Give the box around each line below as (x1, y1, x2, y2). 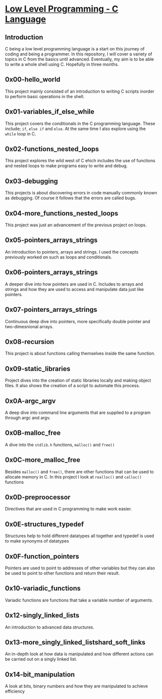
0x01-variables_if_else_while (5, 108, 95, 116)
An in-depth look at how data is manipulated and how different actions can (5, 651, 154, 657)
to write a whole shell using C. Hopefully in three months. (5, 62, 119, 67)
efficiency (5, 688, 25, 694)
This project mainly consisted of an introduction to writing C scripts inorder (5, 88, 155, 94)
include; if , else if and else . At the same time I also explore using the (5, 125, 146, 132)
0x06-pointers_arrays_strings (5, 268, 98, 276)
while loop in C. (5, 131, 36, 136)
